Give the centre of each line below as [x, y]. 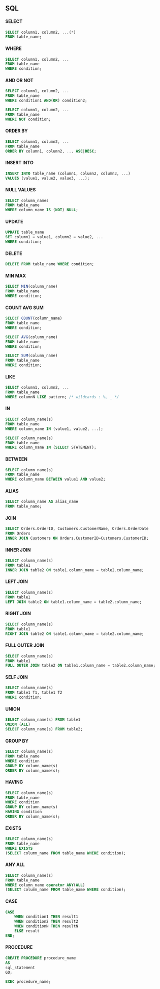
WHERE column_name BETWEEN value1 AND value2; [55, 479]
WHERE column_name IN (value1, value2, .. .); [54, 429]
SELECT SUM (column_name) [31, 356]
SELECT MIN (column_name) [31, 287]
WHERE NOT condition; [28, 119]
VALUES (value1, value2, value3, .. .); [47, 178]
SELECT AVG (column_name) [31, 337]
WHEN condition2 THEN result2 [46, 922]
